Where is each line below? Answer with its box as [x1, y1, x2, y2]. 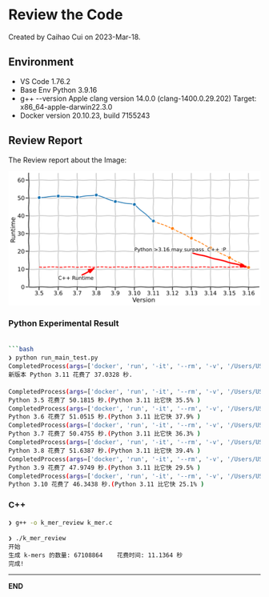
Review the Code [8, 6, 123, 24]
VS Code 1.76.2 [19, 76, 70, 86]
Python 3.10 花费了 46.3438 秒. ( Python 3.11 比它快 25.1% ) [8, 480, 205, 489]
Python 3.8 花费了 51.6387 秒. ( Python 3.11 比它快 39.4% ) [8, 447, 201, 455]
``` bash [8, 346, 34, 354]
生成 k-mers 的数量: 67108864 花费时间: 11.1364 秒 [8, 551, 183, 559]
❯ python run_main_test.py [8, 354, 98, 362]
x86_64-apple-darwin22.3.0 [19, 102, 113, 111]
